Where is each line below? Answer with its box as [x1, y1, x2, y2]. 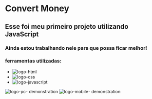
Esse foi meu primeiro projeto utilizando [5, 22, 129, 31]
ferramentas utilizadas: [5, 58, 62, 64]
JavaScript [5, 30, 39, 38]
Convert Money [5, 3, 70, 14]
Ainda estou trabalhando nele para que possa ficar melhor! [5, 44, 148, 51]
